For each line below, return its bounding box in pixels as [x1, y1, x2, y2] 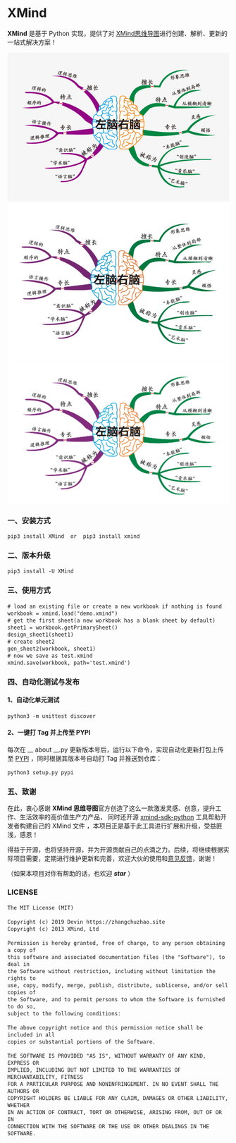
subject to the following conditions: [7, 1010, 121, 1017]
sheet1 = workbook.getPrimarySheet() [7, 624, 118, 631]
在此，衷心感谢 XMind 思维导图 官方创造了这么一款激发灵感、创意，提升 [7, 804, 216, 812]
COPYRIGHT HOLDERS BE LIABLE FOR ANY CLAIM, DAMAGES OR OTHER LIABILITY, [7, 1094, 229, 1101]
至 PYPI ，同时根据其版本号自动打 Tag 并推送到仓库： [7, 754, 163, 762]
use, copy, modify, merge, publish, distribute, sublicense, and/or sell [7, 982, 229, 989]
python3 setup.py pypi [7, 769, 74, 776]
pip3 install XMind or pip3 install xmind [7, 533, 140, 540]
